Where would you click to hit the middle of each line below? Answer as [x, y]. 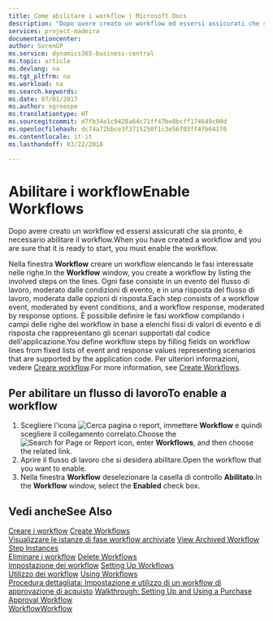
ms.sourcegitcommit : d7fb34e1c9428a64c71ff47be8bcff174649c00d [118, 122]
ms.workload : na [36, 84]
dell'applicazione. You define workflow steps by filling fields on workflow [129, 342]
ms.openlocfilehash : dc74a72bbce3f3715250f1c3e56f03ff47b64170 [118, 129]
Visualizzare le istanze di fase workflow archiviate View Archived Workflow [134, 540]
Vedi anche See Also [60, 511]
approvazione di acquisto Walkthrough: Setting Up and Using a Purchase [130, 591]
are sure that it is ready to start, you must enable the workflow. [113, 248]
